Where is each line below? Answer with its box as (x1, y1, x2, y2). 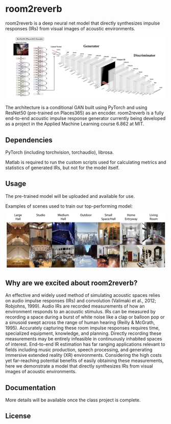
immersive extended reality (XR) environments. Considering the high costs (5, 352, 162, 358)
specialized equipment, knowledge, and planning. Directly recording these (5, 330, 162, 336)
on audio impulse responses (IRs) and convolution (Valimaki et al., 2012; (5, 298, 157, 304)
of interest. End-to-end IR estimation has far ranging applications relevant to (5, 341, 165, 348)
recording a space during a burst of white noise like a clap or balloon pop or (5, 314, 165, 320)
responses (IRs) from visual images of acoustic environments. (5, 25, 135, 31)
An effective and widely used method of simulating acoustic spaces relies (5, 292, 160, 298)
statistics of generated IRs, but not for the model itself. (5, 165, 120, 171)
